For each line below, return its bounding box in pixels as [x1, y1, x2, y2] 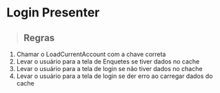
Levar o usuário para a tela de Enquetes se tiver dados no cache [16, 57, 200, 66]
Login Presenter [6, 5, 100, 21]
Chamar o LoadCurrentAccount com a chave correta [16, 50, 166, 58]
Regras [23, 32, 55, 44]
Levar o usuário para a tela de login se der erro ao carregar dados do [16, 72, 213, 80]
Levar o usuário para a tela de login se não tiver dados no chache [16, 65, 203, 72]
